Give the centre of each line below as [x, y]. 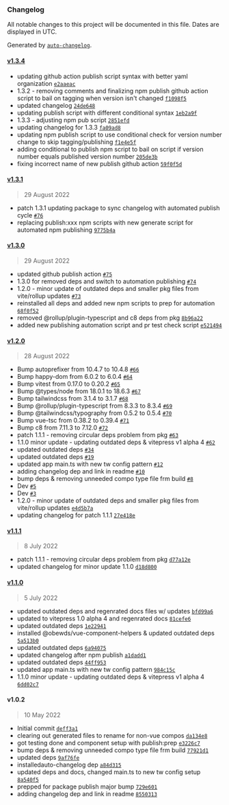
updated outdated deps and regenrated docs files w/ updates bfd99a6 [115, 611]
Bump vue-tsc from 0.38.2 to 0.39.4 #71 [73, 421]
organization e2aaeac [46, 83]
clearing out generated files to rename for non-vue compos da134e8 [112, 735]
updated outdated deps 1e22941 [62, 625]
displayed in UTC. [32, 32]
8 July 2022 [41, 546]
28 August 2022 [47, 356]
